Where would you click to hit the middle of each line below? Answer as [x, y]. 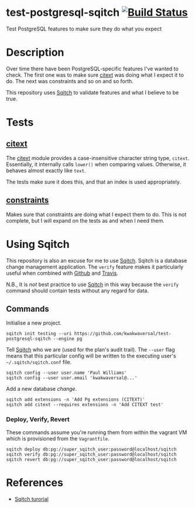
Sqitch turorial [31, 499]
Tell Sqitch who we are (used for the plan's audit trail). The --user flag [90, 350]
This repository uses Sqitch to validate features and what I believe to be [93, 92]
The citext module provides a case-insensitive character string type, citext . [98, 158]
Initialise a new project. [34, 323]
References [35, 483]
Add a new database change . [42, 389]
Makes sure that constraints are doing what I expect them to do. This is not [96, 214]
